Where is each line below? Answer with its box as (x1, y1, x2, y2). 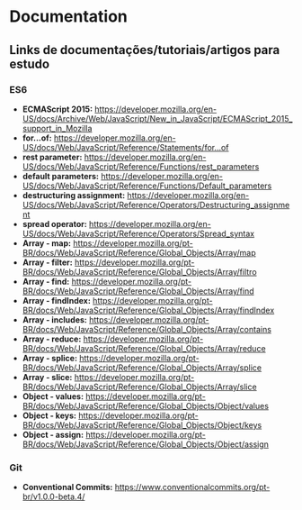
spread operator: (22, 218, 87, 229)
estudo (9, 56, 50, 71)
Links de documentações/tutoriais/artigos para (9, 42, 280, 58)
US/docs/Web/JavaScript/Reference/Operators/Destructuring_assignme (22, 199, 290, 210)
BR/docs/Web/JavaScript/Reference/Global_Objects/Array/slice (22, 381, 258, 392)
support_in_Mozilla (22, 123, 93, 133)
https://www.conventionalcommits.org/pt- (114, 482, 271, 493)
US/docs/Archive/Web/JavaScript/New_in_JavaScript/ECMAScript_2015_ (22, 113, 293, 123)
